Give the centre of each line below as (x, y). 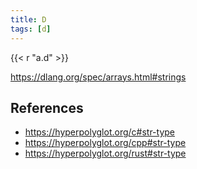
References (47, 107)
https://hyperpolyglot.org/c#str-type (99, 132)
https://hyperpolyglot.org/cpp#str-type (105, 143)
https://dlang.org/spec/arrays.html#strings (98, 77)
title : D (28, 19)
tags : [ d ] (31, 29)
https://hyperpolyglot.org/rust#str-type (105, 153)
